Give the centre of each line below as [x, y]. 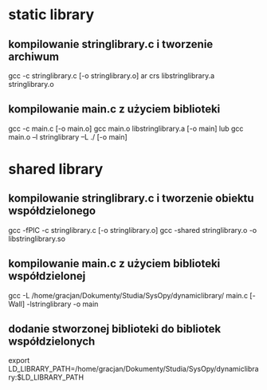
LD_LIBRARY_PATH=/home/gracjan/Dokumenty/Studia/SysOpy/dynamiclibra [133, 369]
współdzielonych [52, 342]
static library [51, 15]
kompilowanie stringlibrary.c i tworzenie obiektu [131, 198]
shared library [56, 169]
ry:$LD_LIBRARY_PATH [46, 377]
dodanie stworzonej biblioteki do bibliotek [115, 329]
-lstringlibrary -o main [63, 304]
